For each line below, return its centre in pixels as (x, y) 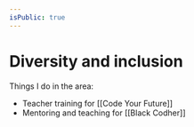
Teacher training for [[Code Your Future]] (97, 103)
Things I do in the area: (52, 86)
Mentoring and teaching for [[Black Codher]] (104, 113)
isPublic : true (37, 17)
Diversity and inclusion (97, 61)
